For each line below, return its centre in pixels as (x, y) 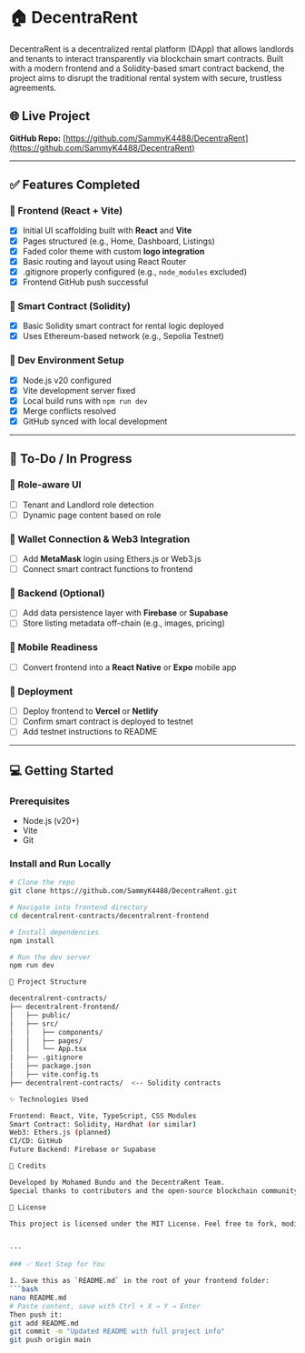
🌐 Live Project (50, 116)
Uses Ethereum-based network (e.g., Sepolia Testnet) (123, 336)
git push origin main (50, 1340)
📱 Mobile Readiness (54, 647)
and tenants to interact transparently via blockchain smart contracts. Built (147, 58)
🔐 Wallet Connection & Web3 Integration (100, 539)
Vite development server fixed (79, 390)
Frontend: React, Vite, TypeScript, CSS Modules (103, 1116)
